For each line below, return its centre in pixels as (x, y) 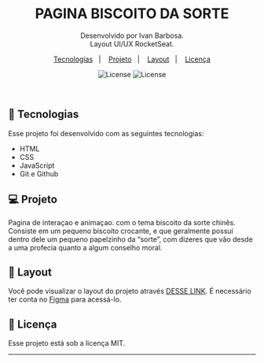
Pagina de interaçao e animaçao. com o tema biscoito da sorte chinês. (122, 222)
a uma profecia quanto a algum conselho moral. (85, 247)
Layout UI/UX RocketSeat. (132, 43)
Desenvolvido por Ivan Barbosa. (132, 35)
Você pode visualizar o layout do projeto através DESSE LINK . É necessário (130, 291)
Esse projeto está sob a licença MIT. (67, 343)
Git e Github (39, 173)
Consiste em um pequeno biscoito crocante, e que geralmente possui (121, 231)
